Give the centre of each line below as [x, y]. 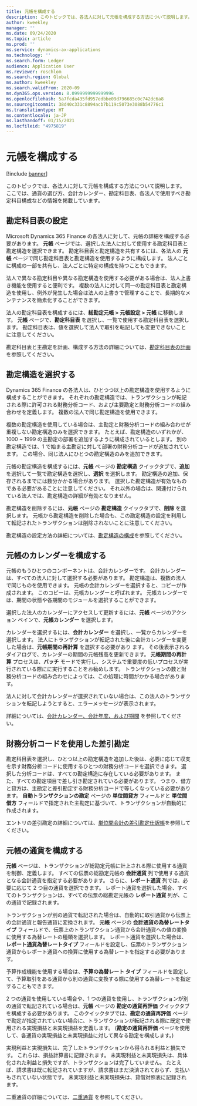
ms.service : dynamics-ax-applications [53, 50]
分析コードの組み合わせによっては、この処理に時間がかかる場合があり [96, 677]
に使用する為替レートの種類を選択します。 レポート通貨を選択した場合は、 [96, 937]
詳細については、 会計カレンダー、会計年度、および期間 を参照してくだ [91, 716]
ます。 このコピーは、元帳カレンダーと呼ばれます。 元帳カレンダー [102, 593]
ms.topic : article [28, 39]
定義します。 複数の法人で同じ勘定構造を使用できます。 [94, 412]
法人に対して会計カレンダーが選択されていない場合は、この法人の [86, 696]
